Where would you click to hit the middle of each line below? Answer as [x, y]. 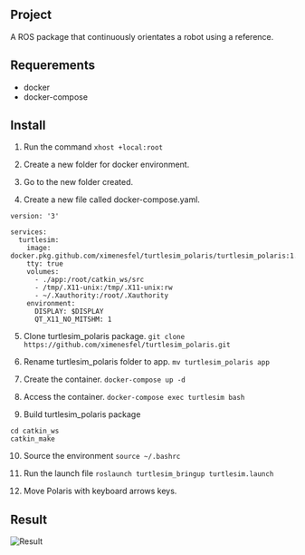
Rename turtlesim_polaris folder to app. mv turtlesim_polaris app [147, 362]
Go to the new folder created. [78, 182]
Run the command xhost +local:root [93, 147]
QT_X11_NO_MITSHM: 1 [73, 320]
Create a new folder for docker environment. [106, 165]
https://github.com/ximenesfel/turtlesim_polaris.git [127, 345]
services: [29, 232]
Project [31, 15]
